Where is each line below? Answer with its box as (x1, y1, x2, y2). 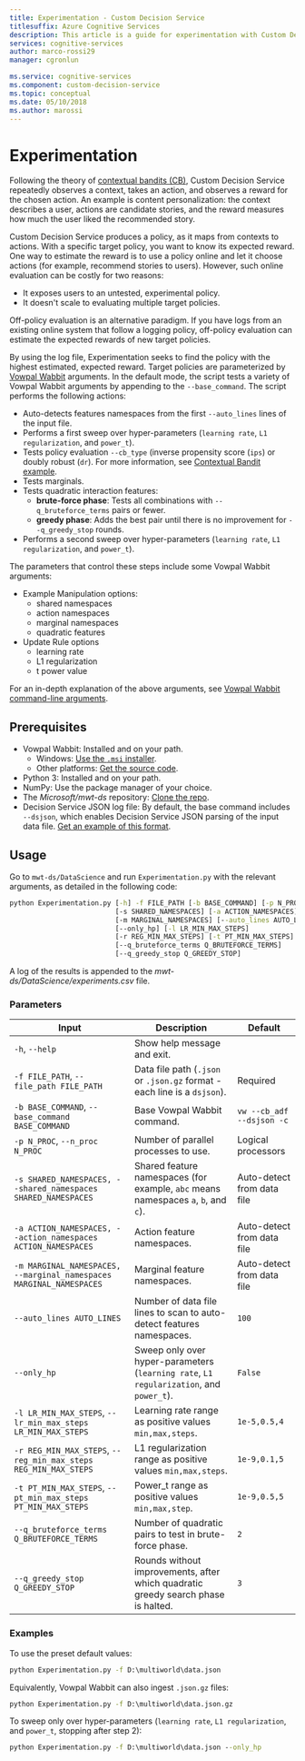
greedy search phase (134, 1588, 225, 1601)
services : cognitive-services (9, 38, 124, 48)
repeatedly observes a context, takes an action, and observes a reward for (9, 185, 289, 196)
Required (237, 1074, 276, 1087)
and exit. (134, 1048, 171, 1061)
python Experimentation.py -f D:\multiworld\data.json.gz (9, 1699, 233, 1708)
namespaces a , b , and (134, 1193, 227, 1206)
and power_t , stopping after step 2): (9, 1726, 143, 1736)
